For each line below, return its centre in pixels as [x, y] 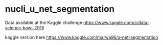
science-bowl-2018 [25, 27]
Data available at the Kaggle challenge [44, 22]
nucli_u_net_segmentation [60, 9]
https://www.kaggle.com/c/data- [116, 22]
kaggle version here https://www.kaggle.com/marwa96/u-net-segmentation [81, 37]
